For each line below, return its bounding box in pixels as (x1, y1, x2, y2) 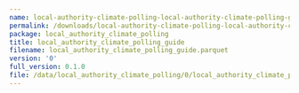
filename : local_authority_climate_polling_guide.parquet (9, 46, 229, 55)
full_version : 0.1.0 (9, 63, 86, 72)
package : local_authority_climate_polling (9, 29, 169, 38)
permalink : (9, 21, 50, 30)
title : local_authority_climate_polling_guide (9, 37, 185, 47)
